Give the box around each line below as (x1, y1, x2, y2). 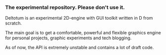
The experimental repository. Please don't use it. (5, 4, 125, 11)
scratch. (5, 20, 22, 26)
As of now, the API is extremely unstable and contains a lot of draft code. (5, 45, 154, 51)
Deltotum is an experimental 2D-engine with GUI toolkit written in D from (5, 15, 153, 21)
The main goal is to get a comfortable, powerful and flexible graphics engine (5, 30, 161, 36)
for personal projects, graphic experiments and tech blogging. (5, 35, 132, 41)
